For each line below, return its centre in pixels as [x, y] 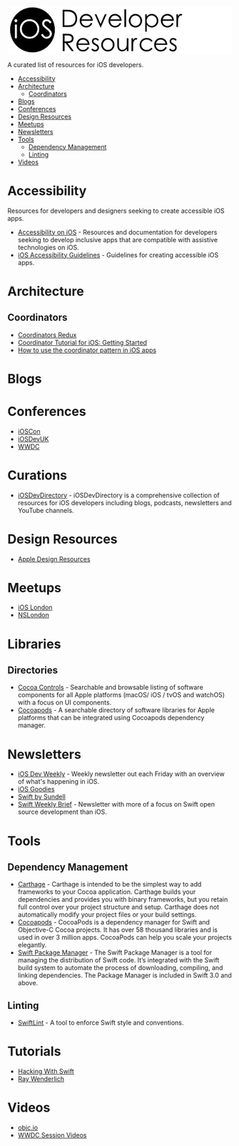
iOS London [35, 607]
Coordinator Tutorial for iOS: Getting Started [82, 342]
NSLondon [34, 615]
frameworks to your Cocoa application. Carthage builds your [107, 892]
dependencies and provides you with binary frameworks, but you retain [123, 900]
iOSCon [29, 431]
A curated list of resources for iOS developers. [76, 64]
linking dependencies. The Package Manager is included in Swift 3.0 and [124, 975]
